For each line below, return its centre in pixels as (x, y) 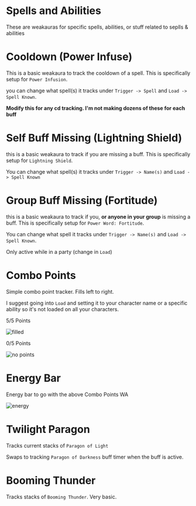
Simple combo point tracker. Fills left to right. (60, 291)
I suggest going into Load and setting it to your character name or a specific (97, 303)
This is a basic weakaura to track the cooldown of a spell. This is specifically (98, 73)
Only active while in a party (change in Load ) (59, 252)
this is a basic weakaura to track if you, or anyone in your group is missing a (98, 216)
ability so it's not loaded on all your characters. (62, 309)
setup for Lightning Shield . (39, 160)
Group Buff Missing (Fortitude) (82, 201)
